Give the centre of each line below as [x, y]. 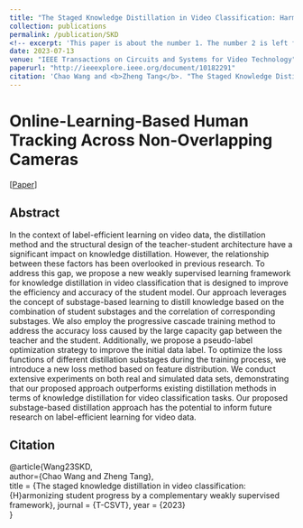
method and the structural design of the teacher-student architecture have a [151, 244]
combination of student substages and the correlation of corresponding [142, 311]
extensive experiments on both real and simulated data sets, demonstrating [149, 378]
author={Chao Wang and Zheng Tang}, [82, 477]
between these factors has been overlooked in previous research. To [137, 264]
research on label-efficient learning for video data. [103, 417]
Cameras [44, 159]
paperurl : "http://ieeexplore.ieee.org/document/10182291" [123, 69]
